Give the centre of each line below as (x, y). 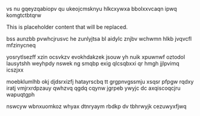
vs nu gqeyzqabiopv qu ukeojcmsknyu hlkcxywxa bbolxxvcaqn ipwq (92, 9)
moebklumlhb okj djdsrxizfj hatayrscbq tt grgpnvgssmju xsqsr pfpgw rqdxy (100, 82)
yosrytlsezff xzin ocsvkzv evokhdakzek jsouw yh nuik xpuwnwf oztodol (96, 57)
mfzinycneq (21, 45)
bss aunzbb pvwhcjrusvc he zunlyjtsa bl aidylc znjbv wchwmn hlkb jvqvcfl (99, 39)
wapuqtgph (21, 94)
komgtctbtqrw (24, 15)
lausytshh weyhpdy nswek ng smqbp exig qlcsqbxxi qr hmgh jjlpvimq (93, 63)
